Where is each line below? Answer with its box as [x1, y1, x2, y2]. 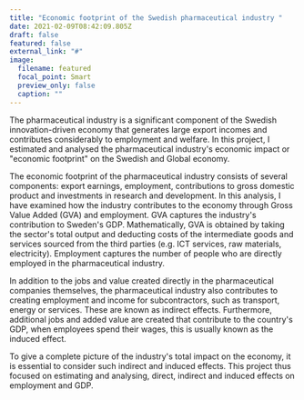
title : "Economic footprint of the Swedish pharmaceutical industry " [9, 13, 283, 23]
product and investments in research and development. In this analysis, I [9, 190, 281, 201]
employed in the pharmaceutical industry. [9, 257, 166, 268]
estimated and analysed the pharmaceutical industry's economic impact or [9, 143, 290, 155]
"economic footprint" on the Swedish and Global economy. [9, 153, 230, 164]
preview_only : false [17, 81, 96, 90]
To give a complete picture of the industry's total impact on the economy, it [9, 351, 291, 362]
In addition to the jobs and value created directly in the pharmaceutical [9, 275, 275, 286]
